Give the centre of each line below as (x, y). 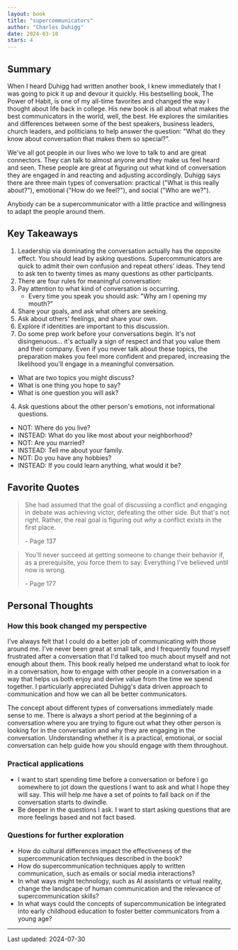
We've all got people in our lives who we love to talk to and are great (107, 152)
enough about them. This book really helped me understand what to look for (119, 664)
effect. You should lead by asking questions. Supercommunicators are (120, 258)
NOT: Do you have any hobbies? (64, 457)
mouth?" (41, 303)
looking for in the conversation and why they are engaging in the (102, 730)
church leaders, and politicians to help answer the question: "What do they (116, 131)
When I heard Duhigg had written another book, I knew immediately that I (114, 86)
